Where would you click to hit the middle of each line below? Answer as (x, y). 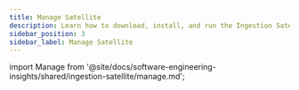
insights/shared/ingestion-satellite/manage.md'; (97, 77)
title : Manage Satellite (55, 17)
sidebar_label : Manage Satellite (71, 42)
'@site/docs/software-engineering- (151, 67)
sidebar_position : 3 (48, 34)
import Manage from (47, 67)
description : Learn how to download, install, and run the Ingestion (141, 26)
